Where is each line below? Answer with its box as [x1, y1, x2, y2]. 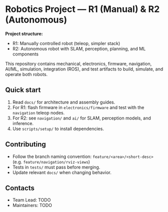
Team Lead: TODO [12, 197, 51, 203]
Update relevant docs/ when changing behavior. [12, 169, 112, 175]
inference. [12, 120, 34, 126]
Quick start [5, 86, 41, 94]
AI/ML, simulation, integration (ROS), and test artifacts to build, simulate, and [5, 66, 163, 72]
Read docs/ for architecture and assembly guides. [12, 99, 115, 105]
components [12, 51, 39, 57]
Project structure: [5, 30, 43, 36]
